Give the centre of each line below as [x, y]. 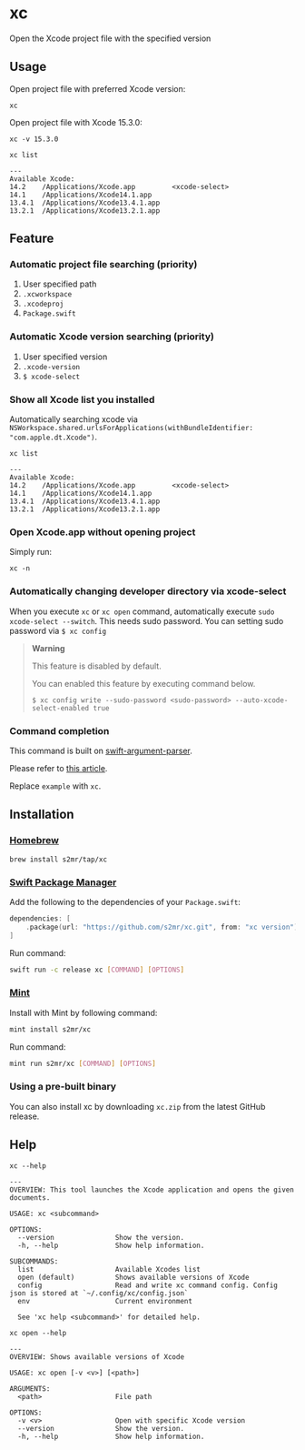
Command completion [59, 730]
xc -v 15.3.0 [34, 139]
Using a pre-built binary [63, 1087]
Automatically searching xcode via [74, 419]
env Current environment [105, 1301]
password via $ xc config [58, 630]
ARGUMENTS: [30, 1389]
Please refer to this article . [59, 768]
